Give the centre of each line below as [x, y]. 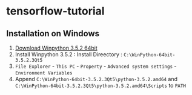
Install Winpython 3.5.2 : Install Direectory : [68, 54]
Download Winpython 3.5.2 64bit [56, 48]
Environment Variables [44, 73]
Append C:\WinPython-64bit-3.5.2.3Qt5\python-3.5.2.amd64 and [96, 79]
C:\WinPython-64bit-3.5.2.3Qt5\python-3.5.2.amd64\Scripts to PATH [101, 85]
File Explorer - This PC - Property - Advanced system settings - [96, 66]
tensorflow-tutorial [55, 11]
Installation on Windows [53, 34]
